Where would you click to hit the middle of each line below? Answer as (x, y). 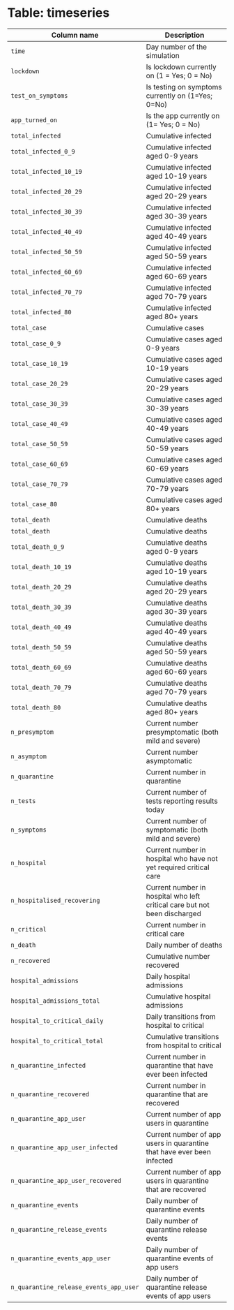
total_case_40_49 (39, 424)
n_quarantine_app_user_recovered (66, 1180)
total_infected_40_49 (46, 231)
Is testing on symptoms (184, 87)
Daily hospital (168, 976)
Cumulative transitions (182, 1036)
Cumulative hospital (178, 996)
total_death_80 (36, 707)
